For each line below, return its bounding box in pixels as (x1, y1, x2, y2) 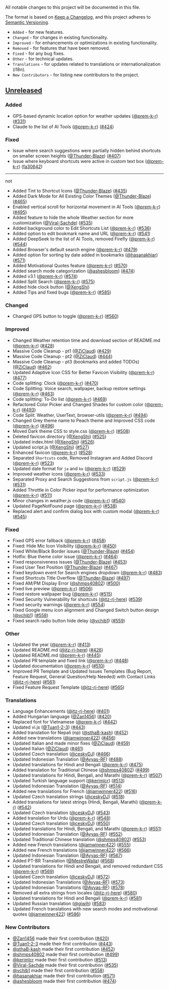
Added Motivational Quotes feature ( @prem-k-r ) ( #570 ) (12, 262, 128, 268)
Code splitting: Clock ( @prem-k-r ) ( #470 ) (12, 380, 99, 386)
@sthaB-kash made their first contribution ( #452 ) (12, 946, 115, 952)
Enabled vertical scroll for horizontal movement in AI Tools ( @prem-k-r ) (12, 204, 161, 210)
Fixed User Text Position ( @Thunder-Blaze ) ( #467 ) (12, 564, 118, 570)
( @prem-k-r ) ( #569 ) (12, 868, 54, 874)
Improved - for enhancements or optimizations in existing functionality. (12, 40, 158, 46)
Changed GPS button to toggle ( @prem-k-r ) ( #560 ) (12, 313, 119, 319)
